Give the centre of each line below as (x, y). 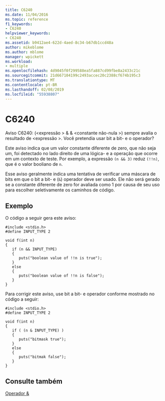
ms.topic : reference (27, 19)
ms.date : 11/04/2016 (27, 15)
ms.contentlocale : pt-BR (31, 85)
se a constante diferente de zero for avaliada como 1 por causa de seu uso (82, 185)
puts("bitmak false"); (42, 357)
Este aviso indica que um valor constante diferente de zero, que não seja (80, 148)
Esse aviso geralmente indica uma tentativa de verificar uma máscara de (80, 174)
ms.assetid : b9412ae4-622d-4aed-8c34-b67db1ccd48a (59, 43)
